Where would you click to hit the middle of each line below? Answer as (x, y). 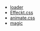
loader (16, 7)
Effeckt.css (21, 12)
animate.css (22, 18)
